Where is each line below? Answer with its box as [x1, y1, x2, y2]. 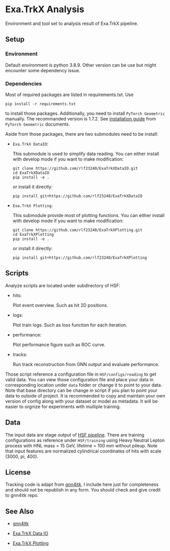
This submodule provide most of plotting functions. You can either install [12, 212, 165, 218]
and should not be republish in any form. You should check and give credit [5, 487, 161, 493]
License [5, 468, 31, 476]
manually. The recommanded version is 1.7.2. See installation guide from [5, 115, 156, 121]
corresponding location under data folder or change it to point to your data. [5, 382, 162, 388]
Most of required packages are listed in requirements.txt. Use [5, 91, 133, 98]
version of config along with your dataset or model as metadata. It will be [5, 398, 158, 404]
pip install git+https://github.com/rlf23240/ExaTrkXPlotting [12, 255, 147, 260]
